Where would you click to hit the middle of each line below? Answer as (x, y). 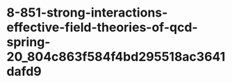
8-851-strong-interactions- (87, 13)
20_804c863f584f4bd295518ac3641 (116, 57)
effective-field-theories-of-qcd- (102, 27)
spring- (28, 42)
